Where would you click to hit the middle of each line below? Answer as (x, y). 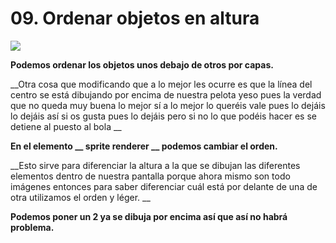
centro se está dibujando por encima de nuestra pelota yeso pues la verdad (166, 94)
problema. (32, 227)
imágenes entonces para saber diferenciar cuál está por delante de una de (164, 186)
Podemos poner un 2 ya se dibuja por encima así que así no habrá (149, 216)
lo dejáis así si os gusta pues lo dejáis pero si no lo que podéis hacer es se (163, 116)
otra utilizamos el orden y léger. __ (80, 197)
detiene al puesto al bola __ (66, 126)
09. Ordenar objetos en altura (135, 18)
